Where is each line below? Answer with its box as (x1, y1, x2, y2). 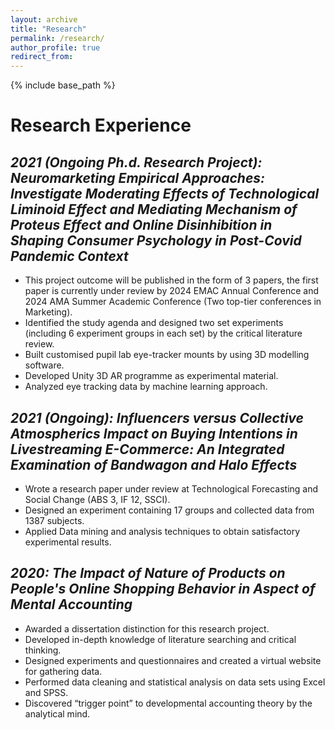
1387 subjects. (24, 514, 85, 526)
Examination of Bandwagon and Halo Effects (10, 456, 298, 473)
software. (24, 359, 65, 371)
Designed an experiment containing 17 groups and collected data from (24, 504, 315, 516)
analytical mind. (24, 707, 91, 720)
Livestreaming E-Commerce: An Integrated (10, 441, 285, 458)
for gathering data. (24, 665, 103, 677)
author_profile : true (10, 42, 101, 53)
